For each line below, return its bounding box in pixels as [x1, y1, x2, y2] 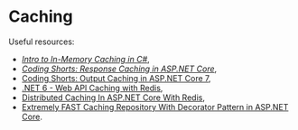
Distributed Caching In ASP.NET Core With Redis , [21, 92, 205, 103]
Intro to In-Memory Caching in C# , [21, 53, 150, 64]
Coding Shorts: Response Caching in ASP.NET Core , [21, 63, 218, 74]
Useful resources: [8, 36, 75, 47]
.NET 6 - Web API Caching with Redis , [21, 82, 163, 93]
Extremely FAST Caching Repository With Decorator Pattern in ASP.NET [21, 101, 289, 112]
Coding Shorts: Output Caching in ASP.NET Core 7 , [21, 72, 211, 83]
